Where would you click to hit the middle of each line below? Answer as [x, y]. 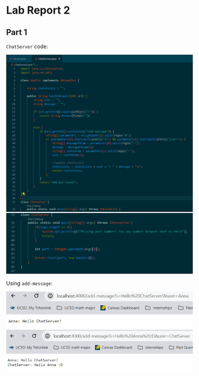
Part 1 [17, 32]
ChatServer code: [27, 46]
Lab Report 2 [38, 10]
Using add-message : [29, 283]
